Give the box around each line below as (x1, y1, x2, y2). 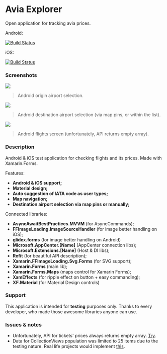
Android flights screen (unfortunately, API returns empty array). (17, 131, 149, 137)
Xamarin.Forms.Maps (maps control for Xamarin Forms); (12, 269, 132, 275)
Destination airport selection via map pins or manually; (12, 201, 130, 207)
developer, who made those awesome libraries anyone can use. (5, 308, 137, 315)
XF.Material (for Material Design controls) (12, 279, 100, 285)
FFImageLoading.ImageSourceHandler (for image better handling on (12, 226, 157, 232)
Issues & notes (5, 321, 42, 328)
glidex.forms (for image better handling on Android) (12, 236, 121, 242)
